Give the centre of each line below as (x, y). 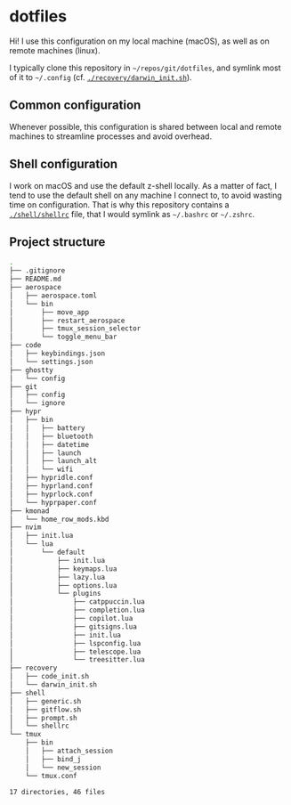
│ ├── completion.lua (77, 610)
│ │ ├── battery (48, 428)
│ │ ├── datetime (49, 444)
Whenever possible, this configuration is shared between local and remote (145, 126)
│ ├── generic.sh (45, 701)
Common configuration (75, 106)
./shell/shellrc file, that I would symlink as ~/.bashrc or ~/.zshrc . (132, 214)
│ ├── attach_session (69, 751)
